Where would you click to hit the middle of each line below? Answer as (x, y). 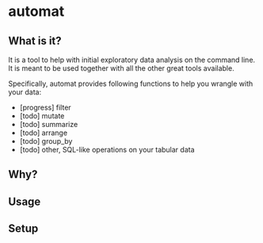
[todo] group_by (46, 141)
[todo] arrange (44, 133)
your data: (25, 92)
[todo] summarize (49, 124)
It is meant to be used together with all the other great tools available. (122, 68)
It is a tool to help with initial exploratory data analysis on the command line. (132, 60)
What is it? (35, 41)
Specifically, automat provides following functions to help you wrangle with (131, 83)
